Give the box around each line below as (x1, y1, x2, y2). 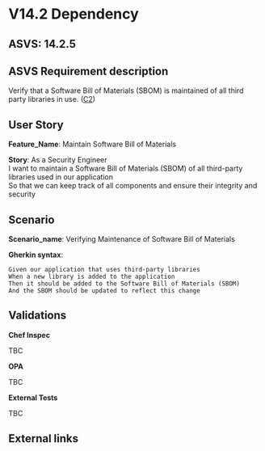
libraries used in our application (8, 172, 114, 182)
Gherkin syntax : (8, 250, 63, 259)
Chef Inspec (8, 330, 51, 339)
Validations (8, 309, 67, 322)
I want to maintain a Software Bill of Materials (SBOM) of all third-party (8, 163, 243, 174)
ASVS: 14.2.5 (8, 37, 77, 51)
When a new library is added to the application (8, 272, 175, 281)
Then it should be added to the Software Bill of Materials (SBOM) (8, 280, 241, 288)
